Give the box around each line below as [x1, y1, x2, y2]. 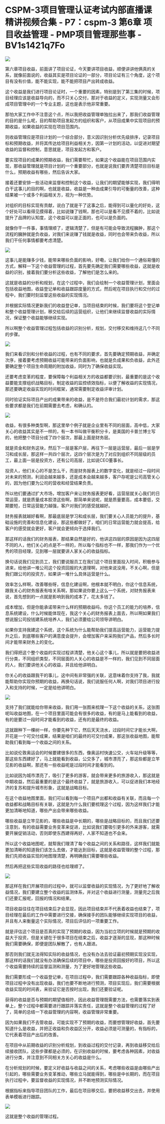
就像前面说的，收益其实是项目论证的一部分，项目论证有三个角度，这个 [13, 72, 156, 78]
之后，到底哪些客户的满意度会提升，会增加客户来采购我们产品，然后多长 [9, 633, 156, 639]
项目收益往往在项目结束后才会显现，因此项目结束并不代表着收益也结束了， [5, 905, 156, 912]
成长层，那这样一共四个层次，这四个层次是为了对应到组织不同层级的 [13, 451, 151, 457]
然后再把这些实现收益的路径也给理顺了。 [5, 863, 87, 869]
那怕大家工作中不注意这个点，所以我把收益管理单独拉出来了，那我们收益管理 [5, 111, 160, 117]
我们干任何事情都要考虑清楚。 [5, 237, 65, 243]
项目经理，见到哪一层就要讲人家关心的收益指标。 [13, 548, 113, 554]
